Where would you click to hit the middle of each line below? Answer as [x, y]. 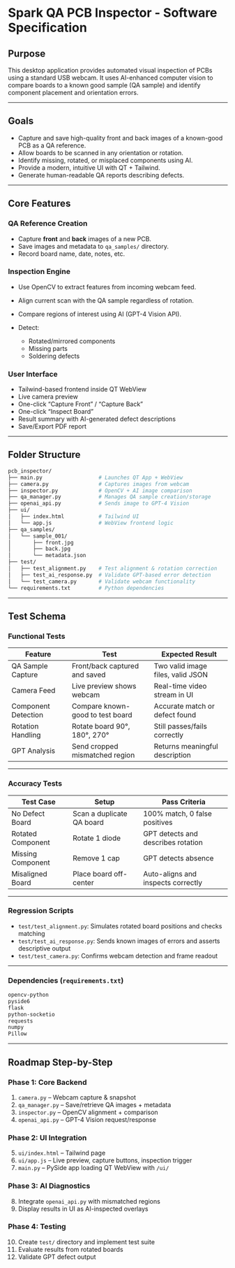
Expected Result [189, 654]
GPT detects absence [179, 858]
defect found [175, 715]
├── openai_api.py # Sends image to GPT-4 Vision [99, 504]
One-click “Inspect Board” [55, 412]
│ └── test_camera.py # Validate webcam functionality [102, 582]
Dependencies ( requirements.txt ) [66, 980]
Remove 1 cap [97, 858]
